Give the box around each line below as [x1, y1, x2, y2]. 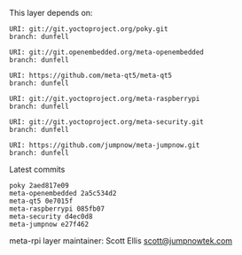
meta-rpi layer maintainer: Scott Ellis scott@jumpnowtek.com [9, 236, 233, 246]
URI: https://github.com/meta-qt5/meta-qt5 [9, 71, 173, 80]
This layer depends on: [9, 8, 93, 18]
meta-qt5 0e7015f [9, 197, 74, 205]
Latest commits [9, 164, 66, 174]
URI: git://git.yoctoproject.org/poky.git [9, 25, 168, 34]
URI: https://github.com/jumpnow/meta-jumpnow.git [9, 141, 200, 150]
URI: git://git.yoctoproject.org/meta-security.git [9, 118, 204, 127]
